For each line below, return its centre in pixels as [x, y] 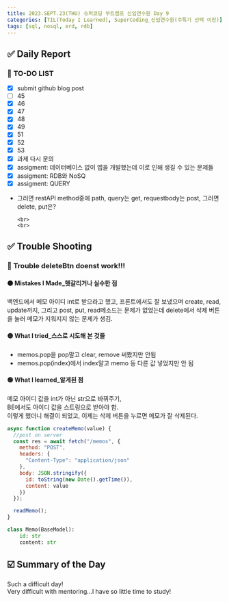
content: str [38, 542]
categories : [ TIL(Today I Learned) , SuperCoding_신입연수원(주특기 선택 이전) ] [115, 20]
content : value [47, 486]
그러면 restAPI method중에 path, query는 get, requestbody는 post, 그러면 [118, 198]
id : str [30, 536]
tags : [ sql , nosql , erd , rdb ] [50, 26]
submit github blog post [50, 88]
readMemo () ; [30, 511]
